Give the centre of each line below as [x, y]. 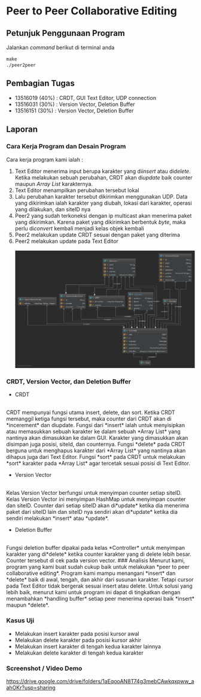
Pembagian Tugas [40, 83]
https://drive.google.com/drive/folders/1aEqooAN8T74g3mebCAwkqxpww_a [100, 681]
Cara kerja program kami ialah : [45, 159]
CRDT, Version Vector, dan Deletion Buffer [69, 382]
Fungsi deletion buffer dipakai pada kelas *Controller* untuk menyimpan [96, 548]
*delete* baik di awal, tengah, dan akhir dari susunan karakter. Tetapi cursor [100, 580]
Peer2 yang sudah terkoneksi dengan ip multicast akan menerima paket [103, 215]
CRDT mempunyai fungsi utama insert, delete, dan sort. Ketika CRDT [91, 413]
